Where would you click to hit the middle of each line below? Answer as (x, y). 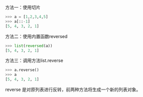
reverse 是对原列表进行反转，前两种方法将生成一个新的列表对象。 (73, 89)
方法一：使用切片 (23, 7)
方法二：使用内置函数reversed (36, 36)
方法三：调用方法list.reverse (34, 60)
